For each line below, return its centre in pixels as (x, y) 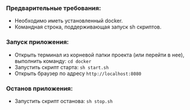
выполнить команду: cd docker (53, 61)
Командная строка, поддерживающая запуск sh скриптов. (88, 27)
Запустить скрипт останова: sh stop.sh (63, 101)
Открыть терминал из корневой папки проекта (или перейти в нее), (99, 55)
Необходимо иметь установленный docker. (69, 21)
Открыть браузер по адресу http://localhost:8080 (78, 73)
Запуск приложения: (37, 42)
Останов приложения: (39, 88)
